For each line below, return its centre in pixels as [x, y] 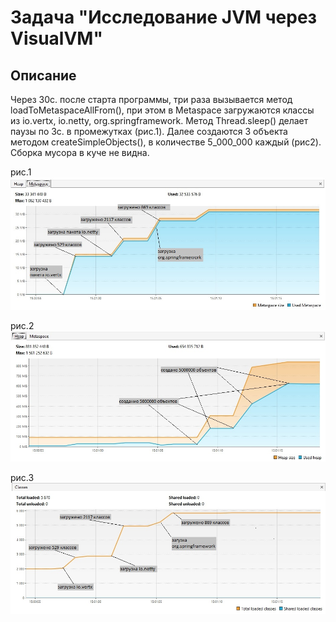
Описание [43, 75]
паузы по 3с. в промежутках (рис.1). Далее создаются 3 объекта [149, 131]
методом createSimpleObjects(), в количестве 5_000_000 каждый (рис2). [166, 142]
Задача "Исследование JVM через [164, 17]
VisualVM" [56, 38]
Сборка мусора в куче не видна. [80, 152]
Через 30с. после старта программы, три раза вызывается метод [151, 99]
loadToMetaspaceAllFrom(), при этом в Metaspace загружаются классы [162, 110]
